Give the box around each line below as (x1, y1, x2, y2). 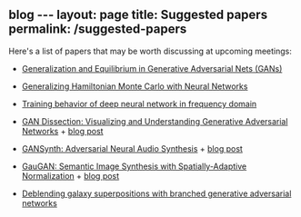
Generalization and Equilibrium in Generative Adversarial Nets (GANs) (21, 63, 283, 74)
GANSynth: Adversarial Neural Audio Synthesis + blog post (21, 143, 243, 153)
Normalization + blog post (21, 170, 120, 181)
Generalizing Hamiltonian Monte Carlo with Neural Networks (21, 81, 248, 92)
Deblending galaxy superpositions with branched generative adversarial (21, 188, 292, 199)
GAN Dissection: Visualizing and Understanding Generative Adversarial (21, 115, 288, 126)
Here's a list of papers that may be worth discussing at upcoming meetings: (8, 45, 293, 56)
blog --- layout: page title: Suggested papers (8, 7, 268, 23)
